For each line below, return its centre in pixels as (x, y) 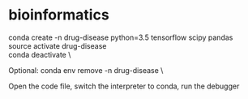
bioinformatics (59, 15)
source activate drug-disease (58, 45)
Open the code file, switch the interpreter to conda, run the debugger (124, 86)
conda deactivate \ (40, 54)
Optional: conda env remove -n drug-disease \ (86, 70)
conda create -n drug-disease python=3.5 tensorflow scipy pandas (121, 37)
